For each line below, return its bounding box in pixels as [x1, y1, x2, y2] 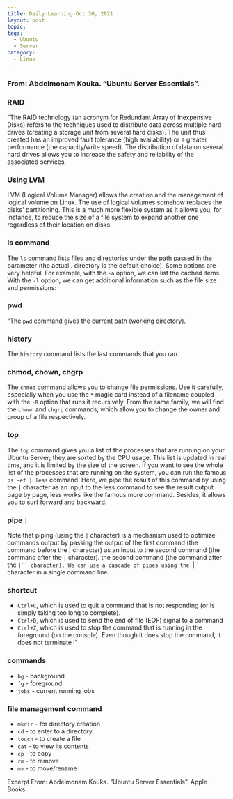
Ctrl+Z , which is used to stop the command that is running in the [17, 623, 203, 632]
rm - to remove [17, 756, 59, 765]
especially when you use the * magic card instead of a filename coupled [7, 390, 214, 399]
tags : [7, 29, 23, 37]
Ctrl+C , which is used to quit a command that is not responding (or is [17, 601, 216, 610]
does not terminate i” [17, 639, 78, 647]
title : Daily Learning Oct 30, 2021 [7, 10, 113, 17]
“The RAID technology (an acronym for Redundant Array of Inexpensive [7, 113, 212, 121]
